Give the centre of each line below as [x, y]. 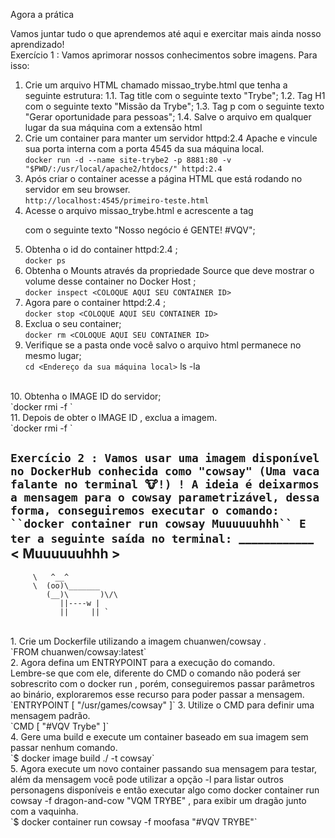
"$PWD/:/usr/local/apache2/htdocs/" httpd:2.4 [123, 169]
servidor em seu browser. [77, 189]
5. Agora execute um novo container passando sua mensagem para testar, [164, 768]
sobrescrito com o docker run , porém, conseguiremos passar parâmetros [162, 683]
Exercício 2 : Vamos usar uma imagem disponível [165, 458]
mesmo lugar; [53, 355]
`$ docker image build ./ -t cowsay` [82, 758]
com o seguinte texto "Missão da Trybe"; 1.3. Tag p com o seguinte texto [174, 106]
